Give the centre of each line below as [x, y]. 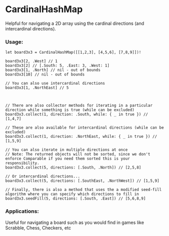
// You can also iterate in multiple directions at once [67, 150]
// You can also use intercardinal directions [55, 84]
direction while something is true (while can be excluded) [70, 110]
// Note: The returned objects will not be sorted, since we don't [78, 154]
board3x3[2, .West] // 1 [31, 61]
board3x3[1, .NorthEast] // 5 [37, 88]
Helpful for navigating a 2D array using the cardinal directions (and [75, 23]
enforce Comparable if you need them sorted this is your [68, 159]
